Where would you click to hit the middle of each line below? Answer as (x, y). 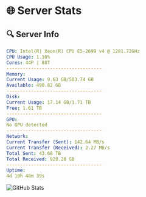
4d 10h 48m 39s (26, 176)
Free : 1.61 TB (24, 108)
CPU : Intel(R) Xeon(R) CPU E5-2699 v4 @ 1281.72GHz (73, 51)
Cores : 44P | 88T (28, 63)
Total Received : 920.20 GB (40, 159)
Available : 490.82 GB (34, 85)
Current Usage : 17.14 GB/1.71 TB (49, 102)
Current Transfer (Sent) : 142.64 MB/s (55, 142)
